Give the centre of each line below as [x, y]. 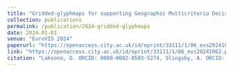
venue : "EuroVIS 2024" [40, 39]
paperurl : [21, 45]
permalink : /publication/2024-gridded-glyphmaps [79, 26]
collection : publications [44, 20]
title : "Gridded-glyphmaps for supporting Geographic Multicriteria [108, 13]
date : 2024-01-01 [32, 33]
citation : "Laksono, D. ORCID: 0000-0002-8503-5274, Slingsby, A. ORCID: [116, 58]
